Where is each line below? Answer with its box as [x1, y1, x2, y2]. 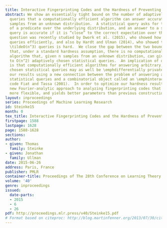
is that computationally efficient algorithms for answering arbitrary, [9, 63, 164, 68]
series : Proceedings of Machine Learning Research [5, 100, 112, 105]
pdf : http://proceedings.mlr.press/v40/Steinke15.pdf [5, 211, 119, 216]
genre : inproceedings [5, 183, 50, 188]
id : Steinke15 [5, 105, 35, 110]
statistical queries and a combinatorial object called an [9, 77, 135, 82]
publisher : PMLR [5, 169, 39, 174]
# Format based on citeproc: [5, 216, 66, 221]
